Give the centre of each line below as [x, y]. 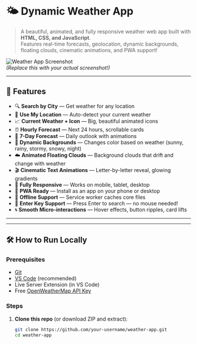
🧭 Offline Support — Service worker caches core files [80, 197]
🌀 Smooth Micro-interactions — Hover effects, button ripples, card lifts [101, 209]
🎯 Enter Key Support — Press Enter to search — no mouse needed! [96, 203]
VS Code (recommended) [45, 278]
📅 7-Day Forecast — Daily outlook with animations [75, 136]
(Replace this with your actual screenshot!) [58, 67]
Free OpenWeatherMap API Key [53, 291]
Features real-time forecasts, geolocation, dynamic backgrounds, [99, 44]
